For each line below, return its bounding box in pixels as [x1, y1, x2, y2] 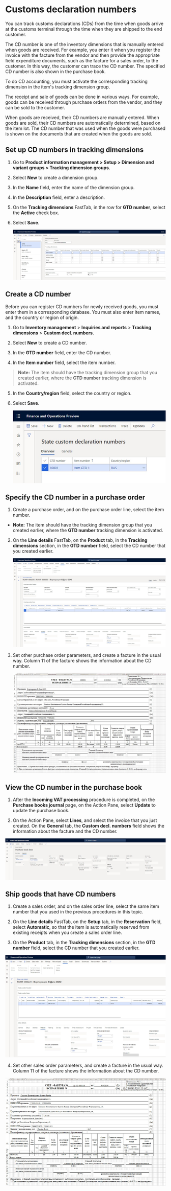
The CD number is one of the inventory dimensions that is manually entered [5, 41, 164, 47]
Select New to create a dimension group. [12, 174, 99, 180]
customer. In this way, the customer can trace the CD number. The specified [5, 63, 165, 69]
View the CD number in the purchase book [5, 783, 142, 792]
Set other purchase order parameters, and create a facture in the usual [12, 652, 161, 658]
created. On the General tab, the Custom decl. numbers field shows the [12, 823, 164, 829]
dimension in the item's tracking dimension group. [5, 83, 110, 90]
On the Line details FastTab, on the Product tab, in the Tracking [12, 537, 148, 543]
